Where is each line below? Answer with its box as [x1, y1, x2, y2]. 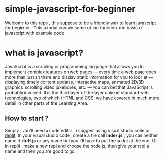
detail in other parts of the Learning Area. [5, 100, 89, 106]
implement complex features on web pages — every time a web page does [5, 69, 157, 75]
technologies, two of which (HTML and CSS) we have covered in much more [5, 95, 160, 101]
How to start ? [5, 114, 49, 123]
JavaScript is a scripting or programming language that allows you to [5, 63, 144, 69]
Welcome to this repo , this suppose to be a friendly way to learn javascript [5, 20, 156, 26]
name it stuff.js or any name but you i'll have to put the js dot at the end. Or [5, 137, 157, 143]
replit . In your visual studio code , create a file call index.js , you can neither [5, 132, 158, 138]
